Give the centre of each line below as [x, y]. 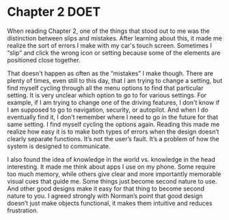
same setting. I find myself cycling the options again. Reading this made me [113, 124]
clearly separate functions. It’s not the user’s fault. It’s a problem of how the [113, 138]
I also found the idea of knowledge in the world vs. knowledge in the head [111, 159]
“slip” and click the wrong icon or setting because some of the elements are [114, 53]
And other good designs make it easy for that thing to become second [106, 188]
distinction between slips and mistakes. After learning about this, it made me [114, 38]
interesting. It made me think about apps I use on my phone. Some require [111, 167]
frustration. [23, 210]
